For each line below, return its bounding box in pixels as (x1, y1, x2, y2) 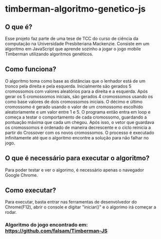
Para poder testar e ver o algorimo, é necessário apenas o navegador (5, 167, 144, 173)
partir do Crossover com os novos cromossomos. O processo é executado (5, 130, 155, 136)
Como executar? (5, 186, 56, 195)
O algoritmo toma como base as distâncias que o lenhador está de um (5, 78, 146, 84)
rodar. (5, 209, 17, 215)
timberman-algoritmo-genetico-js (5, 3, 146, 15)
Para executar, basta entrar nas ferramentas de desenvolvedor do (5, 199, 137, 205)
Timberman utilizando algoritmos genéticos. (5, 51, 93, 57)
